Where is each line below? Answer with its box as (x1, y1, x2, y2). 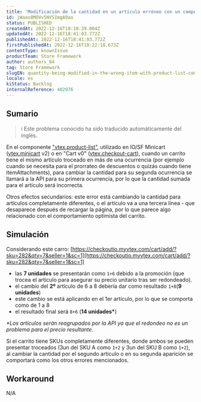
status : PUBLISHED (6, 20, 52, 26)
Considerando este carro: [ (6, 245, 73, 252)
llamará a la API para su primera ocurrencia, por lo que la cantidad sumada (6, 175, 190, 182)
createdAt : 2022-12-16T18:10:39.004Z (6, 25, 100, 32)
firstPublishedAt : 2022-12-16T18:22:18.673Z (6, 42, 119, 48)
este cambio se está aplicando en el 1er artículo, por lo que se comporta (14, 295, 193, 302)
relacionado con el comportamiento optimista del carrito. (6, 212, 147, 219)
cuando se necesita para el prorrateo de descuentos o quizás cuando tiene (6, 162, 191, 169)
